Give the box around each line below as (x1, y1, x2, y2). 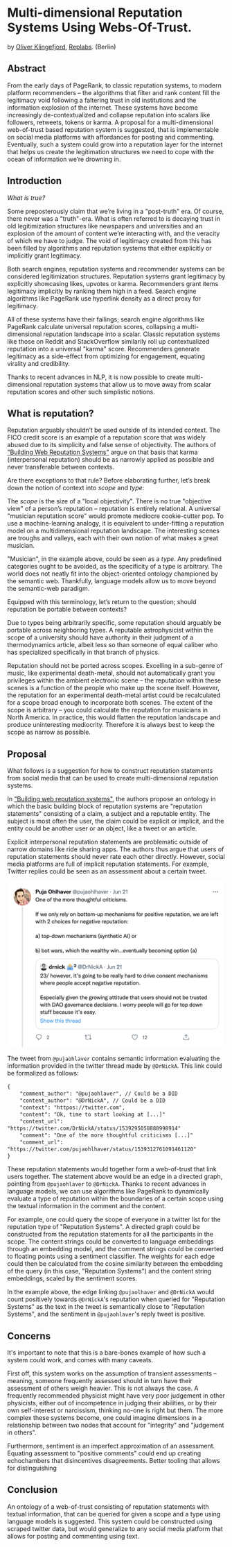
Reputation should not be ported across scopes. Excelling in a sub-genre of (7, 662, 223, 670)
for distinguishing (7, 1464, 57, 1472)
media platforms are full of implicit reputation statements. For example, (7, 860, 209, 869)
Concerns (7, 1330, 51, 1341)
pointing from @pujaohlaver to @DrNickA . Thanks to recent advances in (7, 1180, 206, 1188)
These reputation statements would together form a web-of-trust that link (7, 1165, 217, 1173)
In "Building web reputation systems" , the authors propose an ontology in (7, 795, 216, 803)
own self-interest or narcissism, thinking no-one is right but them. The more (7, 1406, 224, 1414)
